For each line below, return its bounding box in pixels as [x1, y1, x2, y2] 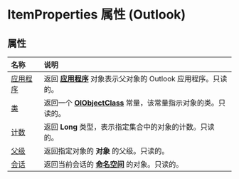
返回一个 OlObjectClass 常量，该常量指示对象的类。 [43, 98, 219, 108]
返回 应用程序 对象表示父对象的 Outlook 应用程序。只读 [43, 74, 228, 83]
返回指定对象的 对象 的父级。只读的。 [43, 146, 169, 155]
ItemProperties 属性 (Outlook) [7, 6, 186, 23]
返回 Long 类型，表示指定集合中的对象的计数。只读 [43, 122, 215, 132]
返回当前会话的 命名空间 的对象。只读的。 [43, 160, 184, 169]
